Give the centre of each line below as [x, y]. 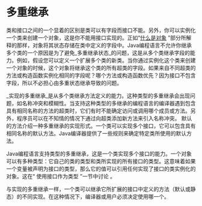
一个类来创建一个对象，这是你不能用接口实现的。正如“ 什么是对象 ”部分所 [96, 37]
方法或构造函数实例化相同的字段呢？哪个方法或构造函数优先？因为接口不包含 [101, 75]
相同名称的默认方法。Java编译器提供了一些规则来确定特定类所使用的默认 [96, 133]
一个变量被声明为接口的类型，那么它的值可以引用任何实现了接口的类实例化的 [101, 169]
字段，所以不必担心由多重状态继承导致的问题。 [64, 83]
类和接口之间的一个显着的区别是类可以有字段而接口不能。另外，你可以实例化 [101, 30]
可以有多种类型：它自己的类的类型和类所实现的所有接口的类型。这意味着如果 [101, 161]
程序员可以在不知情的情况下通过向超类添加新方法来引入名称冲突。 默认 [104, 118]
